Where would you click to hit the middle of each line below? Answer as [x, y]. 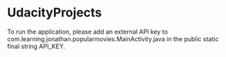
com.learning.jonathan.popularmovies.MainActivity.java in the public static [113, 38]
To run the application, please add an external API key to [87, 32]
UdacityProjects [55, 13]
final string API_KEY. [36, 46]
